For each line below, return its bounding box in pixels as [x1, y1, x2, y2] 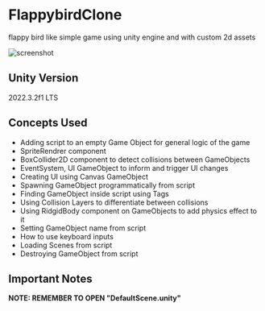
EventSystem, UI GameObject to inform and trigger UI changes [19, 163, 229, 172]
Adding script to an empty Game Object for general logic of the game [19, 137, 251, 147]
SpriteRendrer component [19, 146, 106, 155]
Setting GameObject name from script [19, 223, 147, 233]
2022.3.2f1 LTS [8, 93, 59, 102]
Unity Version [8, 71, 79, 85]
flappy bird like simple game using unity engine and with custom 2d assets [8, 32, 256, 42]
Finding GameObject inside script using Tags [19, 189, 169, 198]
